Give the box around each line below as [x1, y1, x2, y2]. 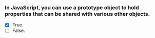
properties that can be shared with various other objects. [5, 10, 150, 17]
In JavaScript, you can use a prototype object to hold [5, 4, 139, 11]
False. [12, 27, 25, 34]
